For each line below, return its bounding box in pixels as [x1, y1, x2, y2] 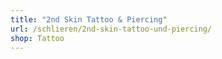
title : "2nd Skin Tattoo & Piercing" [10, 14, 168, 25]
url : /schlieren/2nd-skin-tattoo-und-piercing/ [10, 24, 213, 34]
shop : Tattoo [10, 33, 65, 43]
